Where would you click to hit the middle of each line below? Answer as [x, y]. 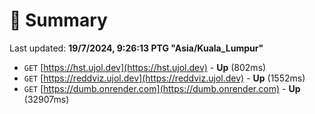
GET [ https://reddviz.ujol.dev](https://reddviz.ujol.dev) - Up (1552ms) [164, 78]
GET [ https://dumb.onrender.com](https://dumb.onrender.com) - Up [162, 88]
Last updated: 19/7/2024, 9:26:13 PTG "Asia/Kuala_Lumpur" [136, 48]
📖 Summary [58, 20]
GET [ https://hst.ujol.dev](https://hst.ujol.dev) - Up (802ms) [145, 67]
